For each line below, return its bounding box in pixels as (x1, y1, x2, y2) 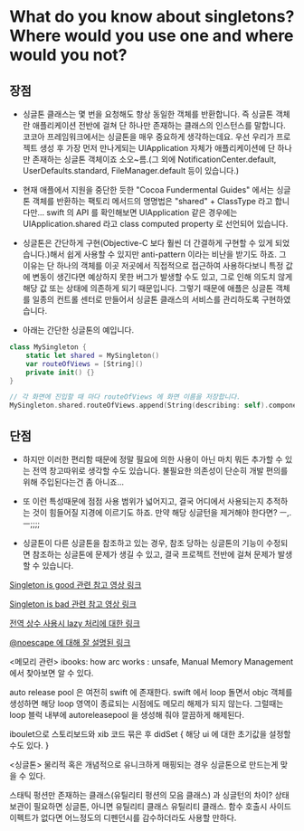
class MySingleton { (9, 343, 88, 352)
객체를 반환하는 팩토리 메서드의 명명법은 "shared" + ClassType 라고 (32, 196, 273, 206)
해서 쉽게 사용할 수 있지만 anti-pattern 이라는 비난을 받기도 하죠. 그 (49, 249, 287, 260)
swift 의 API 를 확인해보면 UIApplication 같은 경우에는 (46, 207, 238, 218)
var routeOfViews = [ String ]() (25, 359, 144, 368)
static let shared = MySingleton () (25, 351, 160, 360)
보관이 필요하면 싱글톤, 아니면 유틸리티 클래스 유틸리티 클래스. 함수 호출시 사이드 (9, 800, 292, 811)
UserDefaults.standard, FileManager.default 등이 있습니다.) (22, 165, 240, 175)
